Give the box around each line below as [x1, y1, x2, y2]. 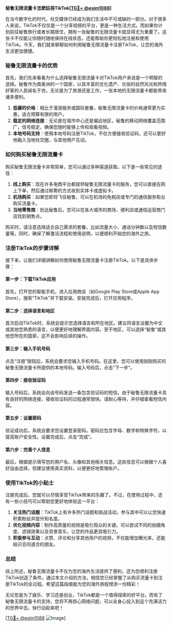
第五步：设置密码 [5, 415, 41, 421]
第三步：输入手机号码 [5, 345, 50, 351]
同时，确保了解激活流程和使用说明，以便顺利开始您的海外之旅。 [18, 230, 154, 237]
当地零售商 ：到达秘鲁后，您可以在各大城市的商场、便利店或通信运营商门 [12, 206, 165, 212]
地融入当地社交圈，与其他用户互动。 [12, 137, 90, 143]
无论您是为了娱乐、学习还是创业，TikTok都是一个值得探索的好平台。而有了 [5, 592, 163, 598]
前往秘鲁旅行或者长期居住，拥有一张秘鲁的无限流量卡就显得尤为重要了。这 [9, 29, 167, 35]
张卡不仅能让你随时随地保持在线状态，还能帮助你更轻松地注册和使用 [5, 35, 149, 41]
